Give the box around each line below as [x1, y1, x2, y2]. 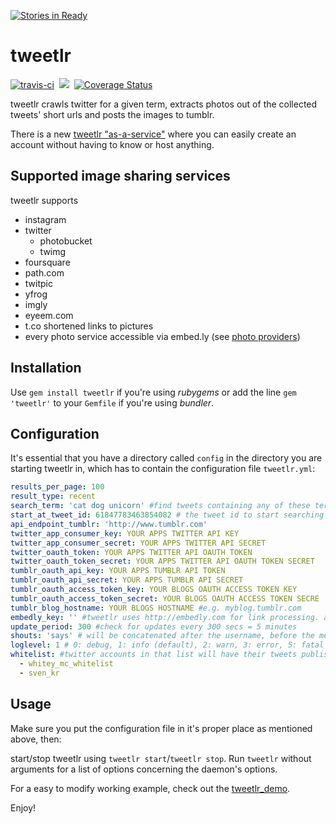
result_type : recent [10, 491, 97, 502]
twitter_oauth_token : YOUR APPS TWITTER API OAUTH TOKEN [10, 547, 253, 557]
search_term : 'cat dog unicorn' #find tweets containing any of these [10, 501, 311, 511]
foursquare [24, 256, 71, 268]
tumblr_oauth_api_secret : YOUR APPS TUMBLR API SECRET [10, 575, 244, 585]
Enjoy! [10, 801, 37, 814]
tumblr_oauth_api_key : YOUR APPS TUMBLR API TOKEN [10, 566, 226, 576]
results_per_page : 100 [10, 482, 105, 492]
